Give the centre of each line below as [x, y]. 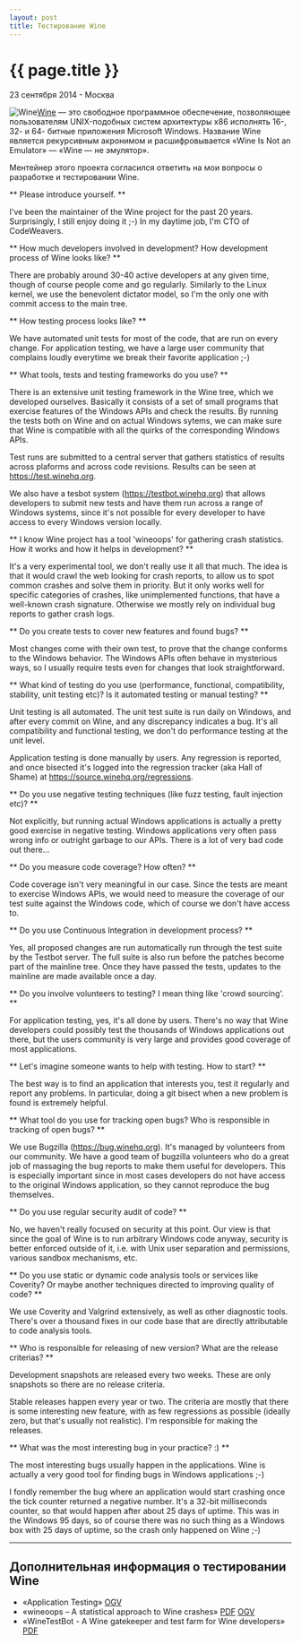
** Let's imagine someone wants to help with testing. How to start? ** [138, 1066]
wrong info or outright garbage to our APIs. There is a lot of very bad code [146, 840]
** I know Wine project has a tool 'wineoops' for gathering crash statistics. [146, 539]
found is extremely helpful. [59, 1103]
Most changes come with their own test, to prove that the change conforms [149, 649]
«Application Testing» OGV [72, 1602]
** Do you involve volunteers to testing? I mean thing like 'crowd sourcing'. [147, 994]
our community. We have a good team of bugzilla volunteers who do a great [149, 1157]
